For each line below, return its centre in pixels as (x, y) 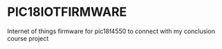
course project (28, 38)
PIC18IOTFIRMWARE (67, 12)
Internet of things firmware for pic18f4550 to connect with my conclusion (111, 31)
